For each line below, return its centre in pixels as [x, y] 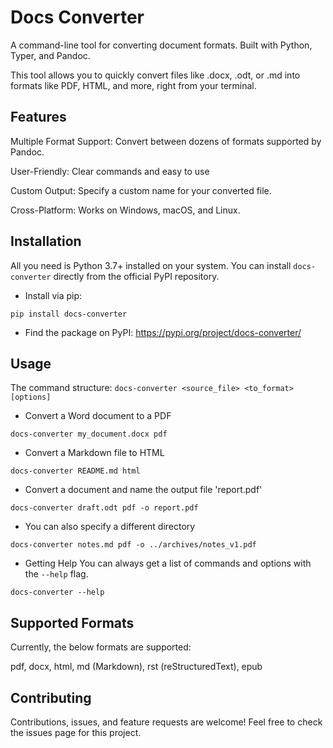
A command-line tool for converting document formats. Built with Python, [161, 45]
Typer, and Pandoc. [50, 55]
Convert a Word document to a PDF [98, 416]
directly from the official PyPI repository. [136, 276]
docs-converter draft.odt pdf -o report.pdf [104, 508]
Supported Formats [72, 622]
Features [38, 117]
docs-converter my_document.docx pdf [89, 434]
